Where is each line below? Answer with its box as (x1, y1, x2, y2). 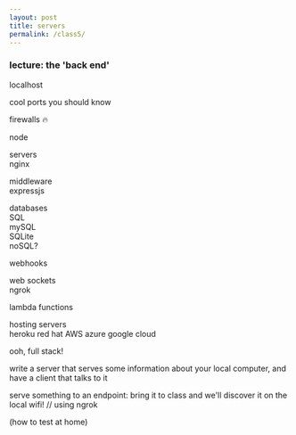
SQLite (9, 231, 34, 242)
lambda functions (9, 301, 74, 312)
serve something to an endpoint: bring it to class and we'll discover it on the (9, 390, 288, 400)
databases (9, 202, 48, 213)
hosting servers (9, 318, 67, 330)
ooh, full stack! (9, 345, 64, 357)
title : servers (9, 21, 66, 30)
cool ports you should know (9, 96, 111, 107)
